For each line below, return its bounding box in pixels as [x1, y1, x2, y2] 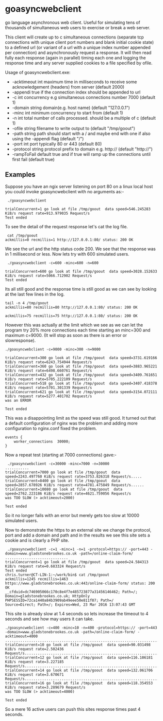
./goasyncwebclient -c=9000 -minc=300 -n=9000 [5, 347, 101, 351]
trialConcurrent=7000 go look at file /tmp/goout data [5, 470, 120, 475]
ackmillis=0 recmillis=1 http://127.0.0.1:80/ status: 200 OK [5, 237, 133, 242]
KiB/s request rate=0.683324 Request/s [5, 564, 86, 569]
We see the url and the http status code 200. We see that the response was [5, 246, 156, 252]
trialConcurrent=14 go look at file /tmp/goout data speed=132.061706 [5, 668, 153, 673]
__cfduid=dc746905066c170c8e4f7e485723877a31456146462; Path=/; [5, 589, 138, 594]
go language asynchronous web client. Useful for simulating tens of [5, 19, 141, 25]
